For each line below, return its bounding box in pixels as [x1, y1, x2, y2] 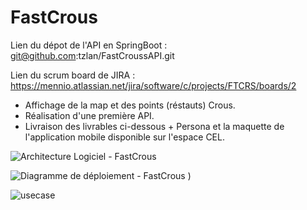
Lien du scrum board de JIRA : [10, 69, 136, 81]
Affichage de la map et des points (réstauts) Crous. [24, 99, 236, 111]
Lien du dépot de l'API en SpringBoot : [10, 39, 168, 51]
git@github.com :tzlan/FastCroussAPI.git [10, 49, 175, 61]
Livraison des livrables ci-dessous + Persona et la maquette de [24, 120, 285, 132]
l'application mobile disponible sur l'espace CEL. [24, 131, 225, 143]
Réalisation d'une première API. [24, 109, 155, 121]
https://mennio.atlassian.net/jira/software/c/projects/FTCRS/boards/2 [10, 79, 297, 91]
